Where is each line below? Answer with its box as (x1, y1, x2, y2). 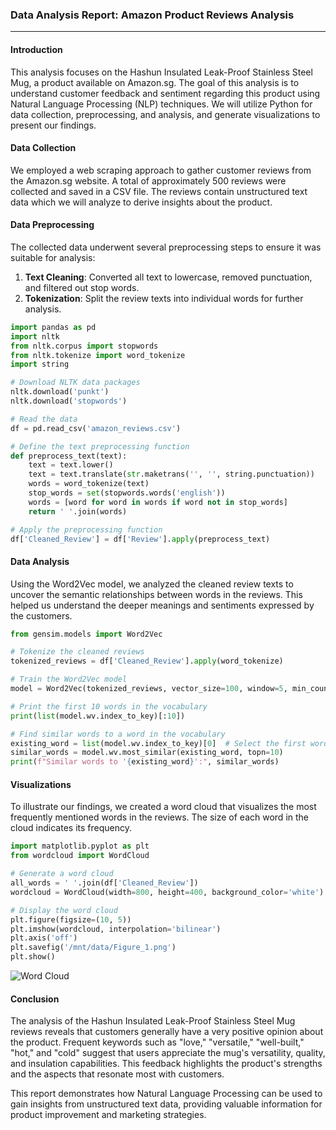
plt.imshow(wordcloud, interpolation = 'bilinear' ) (10, 924, 222, 934)
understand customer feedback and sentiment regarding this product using (10, 87, 321, 99)
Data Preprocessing (10, 219, 95, 231)
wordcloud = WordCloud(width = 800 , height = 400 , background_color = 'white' (10, 887, 320, 897)
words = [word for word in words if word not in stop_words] (28, 497, 288, 507)
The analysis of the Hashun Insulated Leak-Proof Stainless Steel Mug (10, 1015, 296, 1027)
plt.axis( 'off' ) (10, 933, 78, 943)
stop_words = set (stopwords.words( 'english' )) (28, 488, 226, 498)
